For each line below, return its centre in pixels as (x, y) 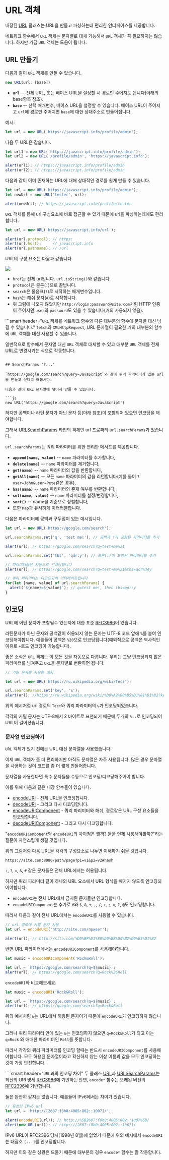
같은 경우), (66, 483)
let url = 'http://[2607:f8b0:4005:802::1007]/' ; (58, 1111)
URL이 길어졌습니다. (25, 723)
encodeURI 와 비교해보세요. (31, 982)
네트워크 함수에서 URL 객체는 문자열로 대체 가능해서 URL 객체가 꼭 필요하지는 (79, 36)
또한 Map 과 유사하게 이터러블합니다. (47, 508)
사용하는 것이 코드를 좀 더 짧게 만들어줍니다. (53, 766)
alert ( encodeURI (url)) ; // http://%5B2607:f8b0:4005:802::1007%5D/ (77, 1120)
